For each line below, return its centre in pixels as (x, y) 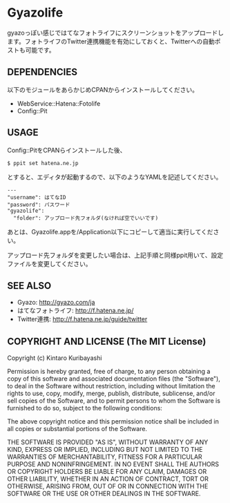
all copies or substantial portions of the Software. (77, 429)
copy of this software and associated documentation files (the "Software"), (114, 379)
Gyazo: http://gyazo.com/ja (56, 303)
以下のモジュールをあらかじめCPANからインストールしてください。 (103, 89)
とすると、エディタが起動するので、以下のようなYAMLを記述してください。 (115, 177)
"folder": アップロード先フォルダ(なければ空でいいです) (86, 218)
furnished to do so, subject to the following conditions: (85, 408)
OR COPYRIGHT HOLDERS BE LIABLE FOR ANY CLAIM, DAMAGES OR (107, 472)
